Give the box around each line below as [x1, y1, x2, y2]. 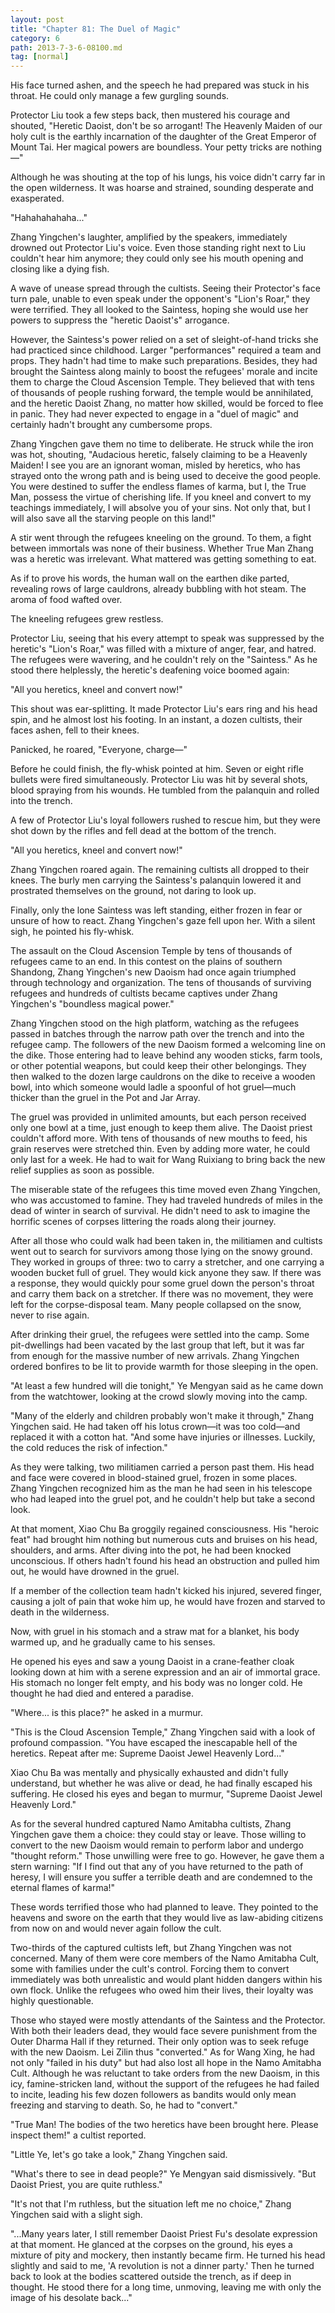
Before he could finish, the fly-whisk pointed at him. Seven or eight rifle [10, 763, 304, 775]
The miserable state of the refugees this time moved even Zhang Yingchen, [10, 1184, 321, 1196]
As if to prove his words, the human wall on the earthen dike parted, [10, 572, 290, 585]
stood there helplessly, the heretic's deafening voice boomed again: [10, 664, 290, 676]
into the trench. [10, 795, 73, 807]
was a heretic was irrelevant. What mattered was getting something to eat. [10, 553, 317, 565]
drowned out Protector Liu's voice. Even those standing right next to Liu [10, 242, 307, 254]
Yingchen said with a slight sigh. [10, 2209, 143, 2221]
